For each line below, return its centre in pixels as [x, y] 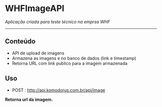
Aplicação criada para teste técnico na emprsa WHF [58, 22]
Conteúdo [20, 41]
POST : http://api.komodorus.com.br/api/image [58, 90]
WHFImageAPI [35, 8]
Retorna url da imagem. [29, 99]
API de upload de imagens [38, 53]
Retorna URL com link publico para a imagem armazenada [70, 63]
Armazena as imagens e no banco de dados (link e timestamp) [74, 58]
